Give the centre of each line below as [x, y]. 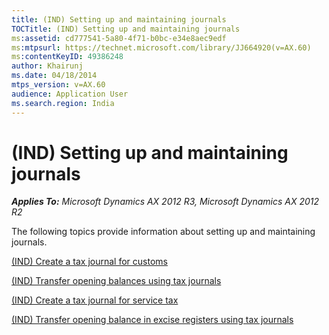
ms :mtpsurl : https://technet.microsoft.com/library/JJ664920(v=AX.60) [161, 47]
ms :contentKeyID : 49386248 [67, 57]
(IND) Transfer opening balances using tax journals [116, 281]
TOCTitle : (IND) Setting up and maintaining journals [126, 29]
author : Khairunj [47, 66]
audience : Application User [70, 94]
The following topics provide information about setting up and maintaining [163, 232]
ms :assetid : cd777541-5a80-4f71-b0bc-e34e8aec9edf [119, 38]
